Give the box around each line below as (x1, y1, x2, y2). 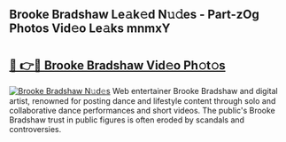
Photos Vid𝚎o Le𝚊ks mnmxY (9, 21, 171, 36)
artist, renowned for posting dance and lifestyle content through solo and (9, 96, 276, 106)
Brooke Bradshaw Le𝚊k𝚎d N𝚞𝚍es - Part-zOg (9, 7, 259, 22)
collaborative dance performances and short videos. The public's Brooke (9, 106, 276, 115)
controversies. (9, 124, 62, 134)
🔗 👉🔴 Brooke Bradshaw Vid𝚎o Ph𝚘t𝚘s (9, 58, 226, 73)
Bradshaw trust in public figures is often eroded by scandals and (9, 114, 245, 125)
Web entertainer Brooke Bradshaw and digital (112, 86, 278, 96)
